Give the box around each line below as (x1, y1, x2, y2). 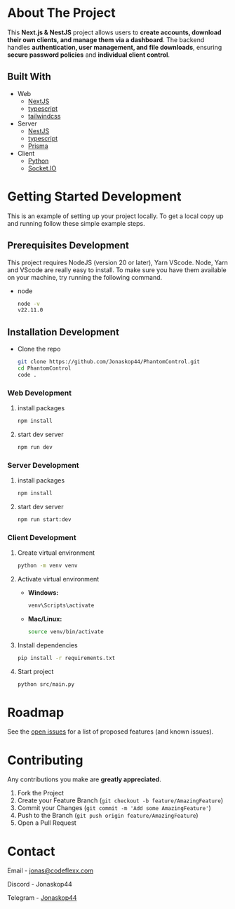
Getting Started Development (7, 188, 182, 204)
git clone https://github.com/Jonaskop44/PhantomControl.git (17, 358, 201, 365)
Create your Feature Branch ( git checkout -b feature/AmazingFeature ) (17, 796, 224, 804)
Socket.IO (27, 163, 57, 173)
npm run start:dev (17, 516, 72, 523)
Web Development (7, 388, 72, 398)
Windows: (27, 588, 59, 597)
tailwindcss (27, 112, 61, 120)
